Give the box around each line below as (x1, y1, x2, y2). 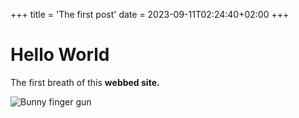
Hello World (10, 44, 110, 66)
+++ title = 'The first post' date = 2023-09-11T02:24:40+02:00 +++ (10, 9, 290, 20)
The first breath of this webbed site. (10, 76, 160, 88)
